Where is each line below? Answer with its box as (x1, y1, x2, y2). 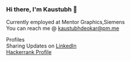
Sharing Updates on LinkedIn (6, 42, 77, 49)
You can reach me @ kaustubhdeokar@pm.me (6, 25, 120, 32)
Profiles (6, 36, 25, 43)
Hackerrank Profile (6, 49, 52, 56)
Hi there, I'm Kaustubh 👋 (6, 5, 78, 13)
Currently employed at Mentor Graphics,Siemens (6, 19, 125, 26)
